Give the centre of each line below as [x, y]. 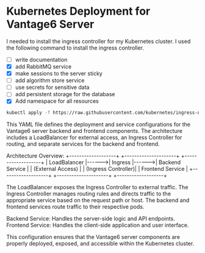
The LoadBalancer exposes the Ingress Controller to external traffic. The [97, 187]
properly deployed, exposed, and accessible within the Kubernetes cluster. [100, 244]
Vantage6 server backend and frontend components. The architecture [95, 131]
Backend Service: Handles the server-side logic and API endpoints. [91, 219]
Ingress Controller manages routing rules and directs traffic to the [89, 194]
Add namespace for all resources [57, 101]
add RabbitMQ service [43, 66]
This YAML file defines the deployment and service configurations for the [99, 124]
